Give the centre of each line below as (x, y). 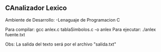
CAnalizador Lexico (36, 8)
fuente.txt (15, 34)
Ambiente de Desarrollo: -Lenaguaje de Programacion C (63, 20)
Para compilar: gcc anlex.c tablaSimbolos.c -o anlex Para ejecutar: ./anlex (80, 29)
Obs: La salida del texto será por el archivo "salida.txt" (61, 44)
